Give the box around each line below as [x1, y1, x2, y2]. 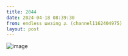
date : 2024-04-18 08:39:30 [6, 15, 75, 21]
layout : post [6, 26, 40, 32]
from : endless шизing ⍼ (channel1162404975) [6, 20, 123, 26]
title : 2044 [6, 9, 37, 15]
